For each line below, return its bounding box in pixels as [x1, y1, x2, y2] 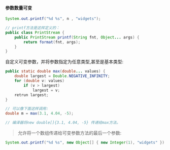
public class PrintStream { [5, 30, 65, 35]
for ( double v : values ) [14, 79, 65, 84]
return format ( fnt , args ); [23, 40, 81, 45]
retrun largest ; [14, 92, 49, 97]
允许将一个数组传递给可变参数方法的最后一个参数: [17, 130, 122, 136]
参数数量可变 [5, 5, 32, 11]
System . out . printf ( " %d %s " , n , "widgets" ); [5, 16, 101, 21]
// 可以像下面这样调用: [5, 106, 49, 111]
